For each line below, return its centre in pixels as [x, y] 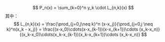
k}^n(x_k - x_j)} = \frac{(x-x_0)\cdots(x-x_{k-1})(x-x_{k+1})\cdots [72, 29]
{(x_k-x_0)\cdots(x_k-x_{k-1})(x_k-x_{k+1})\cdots [69, 34]
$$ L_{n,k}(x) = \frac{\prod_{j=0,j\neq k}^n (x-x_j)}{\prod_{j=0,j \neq [83, 24]
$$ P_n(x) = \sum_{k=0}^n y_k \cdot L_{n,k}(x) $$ [83, 8]
